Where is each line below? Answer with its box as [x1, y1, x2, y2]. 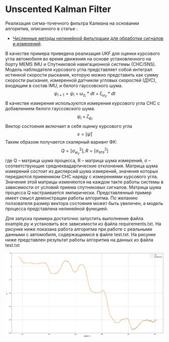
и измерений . [12, 40, 42, 46]
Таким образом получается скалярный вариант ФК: [5, 139, 118, 145]
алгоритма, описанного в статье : [5, 25, 78, 31]
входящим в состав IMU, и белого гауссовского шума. [5, 82, 123, 89]
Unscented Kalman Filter [5, 4, 111, 15]
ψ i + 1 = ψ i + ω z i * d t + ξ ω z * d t [53, 90, 116, 99]
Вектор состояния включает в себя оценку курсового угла [5, 123, 132, 129]
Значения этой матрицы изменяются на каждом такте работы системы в [5, 179, 164, 185]
